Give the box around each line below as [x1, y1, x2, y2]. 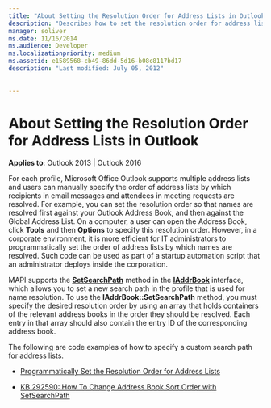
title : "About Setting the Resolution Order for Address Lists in [8, 11, 236, 20]
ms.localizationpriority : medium [8, 49, 121, 57]
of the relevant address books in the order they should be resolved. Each [8, 309, 251, 319]
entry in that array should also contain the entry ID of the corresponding [8, 318, 248, 328]
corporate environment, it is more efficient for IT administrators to [8, 233, 227, 243]
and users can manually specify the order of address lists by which [8, 183, 231, 192]
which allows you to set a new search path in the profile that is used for [8, 284, 245, 293]
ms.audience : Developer [8, 42, 89, 50]
